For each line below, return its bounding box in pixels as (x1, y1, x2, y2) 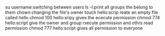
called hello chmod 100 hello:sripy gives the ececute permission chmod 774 (5, 15, 160, 20)
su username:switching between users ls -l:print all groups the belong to (5, 4, 153, 10)
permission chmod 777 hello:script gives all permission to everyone (5, 25, 143, 31)
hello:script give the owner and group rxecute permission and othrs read (5, 20, 153, 26)
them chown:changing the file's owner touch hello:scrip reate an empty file (5, 9, 159, 15)
